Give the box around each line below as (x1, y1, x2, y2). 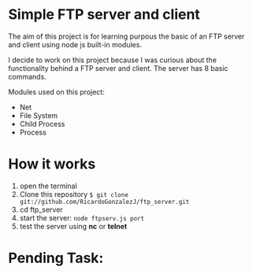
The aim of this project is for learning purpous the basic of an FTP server (8, 31, 245, 41)
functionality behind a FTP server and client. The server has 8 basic (8, 63, 229, 72)
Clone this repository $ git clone (19, 189, 128, 198)
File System (19, 110, 58, 120)
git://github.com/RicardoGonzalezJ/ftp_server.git (19, 198, 190, 205)
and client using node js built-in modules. (8, 39, 142, 49)
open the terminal (19, 181, 77, 191)
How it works (8, 155, 96, 173)
